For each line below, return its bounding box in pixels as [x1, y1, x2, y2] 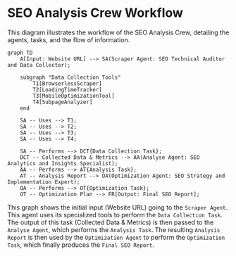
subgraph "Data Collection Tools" [20, 74, 121, 81]
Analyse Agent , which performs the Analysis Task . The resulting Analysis [7, 225, 221, 233]
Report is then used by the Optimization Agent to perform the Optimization [7, 233, 225, 241]
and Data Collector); [7, 61, 71, 68]
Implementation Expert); [7, 178, 80, 186]
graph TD [7, 49, 33, 56]
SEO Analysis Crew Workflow [7, 5, 183, 21]
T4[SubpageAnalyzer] [32, 98, 93, 105]
